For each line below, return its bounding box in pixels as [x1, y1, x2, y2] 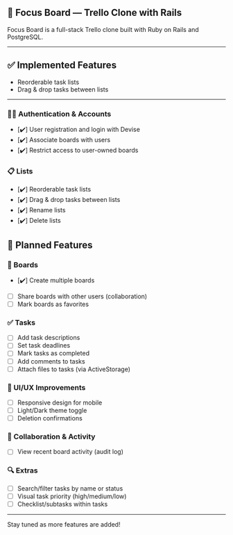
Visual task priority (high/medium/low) [17, 492, 127, 500]
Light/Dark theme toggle [17, 407, 87, 414]
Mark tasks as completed [17, 349, 90, 357]
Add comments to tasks [17, 357, 85, 365]
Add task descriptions [17, 334, 80, 342]
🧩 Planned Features [7, 239, 93, 250]
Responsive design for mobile [17, 398, 103, 407]
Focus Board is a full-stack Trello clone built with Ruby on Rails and [7, 25, 199, 33]
